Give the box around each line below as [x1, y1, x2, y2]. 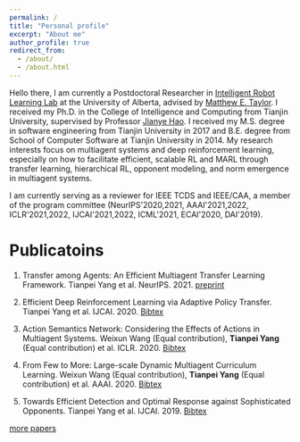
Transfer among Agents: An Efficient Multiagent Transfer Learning [21, 270, 265, 280]
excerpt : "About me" [9, 29, 87, 38]
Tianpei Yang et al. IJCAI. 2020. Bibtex [21, 305, 164, 317]
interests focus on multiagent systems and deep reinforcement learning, [9, 144, 275, 154]
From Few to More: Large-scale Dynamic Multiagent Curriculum [21, 359, 257, 371]
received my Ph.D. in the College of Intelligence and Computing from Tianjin [9, 106, 288, 117]
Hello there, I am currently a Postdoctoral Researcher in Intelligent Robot [9, 87, 275, 98]
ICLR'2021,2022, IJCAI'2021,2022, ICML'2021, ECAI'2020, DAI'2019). [9, 209, 263, 220]
